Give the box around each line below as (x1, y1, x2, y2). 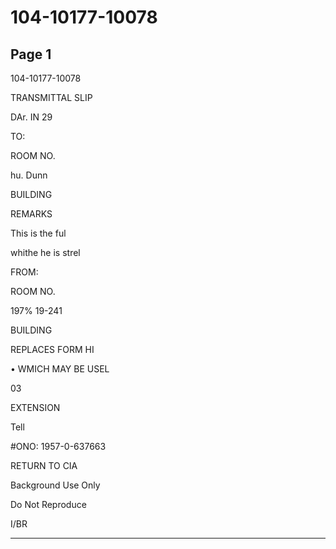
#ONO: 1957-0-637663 (10, 441, 107, 452)
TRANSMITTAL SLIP (10, 92, 93, 103)
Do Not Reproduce (10, 499, 87, 510)
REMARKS (10, 208, 53, 220)
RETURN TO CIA (10, 460, 78, 471)
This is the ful (10, 227, 67, 239)
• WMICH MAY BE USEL (10, 363, 110, 375)
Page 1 (10, 46, 52, 63)
